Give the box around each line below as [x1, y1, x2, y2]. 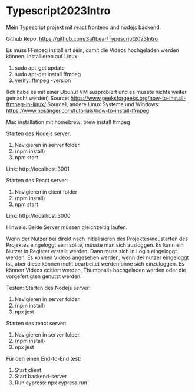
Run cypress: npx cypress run [14, 379, 87, 386]
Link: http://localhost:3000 [6, 212, 71, 219]
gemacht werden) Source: [6, 94, 70, 102]
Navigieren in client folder [14, 188, 78, 195]
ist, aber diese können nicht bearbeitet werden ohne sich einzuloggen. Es [6, 260, 184, 267]
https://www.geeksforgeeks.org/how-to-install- [70, 94, 186, 102]
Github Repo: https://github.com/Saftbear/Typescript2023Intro [6, 35, 158, 42]
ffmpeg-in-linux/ [6, 100, 46, 107]
